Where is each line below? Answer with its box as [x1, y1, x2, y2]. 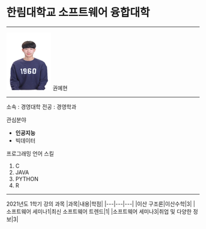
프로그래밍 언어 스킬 [6, 150, 54, 157]
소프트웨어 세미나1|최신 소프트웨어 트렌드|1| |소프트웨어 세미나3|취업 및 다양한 [6, 208, 192, 215]
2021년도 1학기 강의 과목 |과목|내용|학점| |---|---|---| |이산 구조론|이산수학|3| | [6, 200, 196, 208]
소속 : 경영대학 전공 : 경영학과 [6, 103, 77, 111]
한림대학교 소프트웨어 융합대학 [6, 6, 150, 20]
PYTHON [15, 175, 39, 182]
